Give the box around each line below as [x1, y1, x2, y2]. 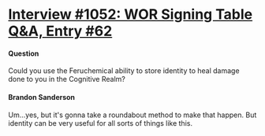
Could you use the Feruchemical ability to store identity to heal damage [8, 66, 240, 75]
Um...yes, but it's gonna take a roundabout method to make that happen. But [8, 110, 257, 119]
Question [8, 49, 39, 58]
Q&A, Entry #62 [8, 22, 113, 40]
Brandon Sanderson [8, 92, 76, 101]
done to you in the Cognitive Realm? [8, 75, 126, 84]
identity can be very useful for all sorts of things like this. [8, 118, 193, 127]
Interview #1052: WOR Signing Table [8, 6, 253, 24]
